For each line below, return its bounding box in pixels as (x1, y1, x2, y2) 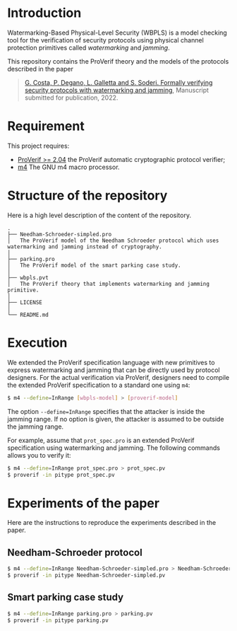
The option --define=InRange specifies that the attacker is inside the (7, 407, 205, 415)
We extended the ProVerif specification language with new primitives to (7, 358, 215, 366)
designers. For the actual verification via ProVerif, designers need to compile (7, 373, 230, 381)
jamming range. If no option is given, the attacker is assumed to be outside (7, 415, 224, 423)
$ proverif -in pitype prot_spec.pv (7, 471, 115, 478)
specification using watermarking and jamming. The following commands (7, 444, 221, 452)
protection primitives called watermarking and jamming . (7, 43, 171, 52)
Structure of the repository (7, 187, 168, 204)
